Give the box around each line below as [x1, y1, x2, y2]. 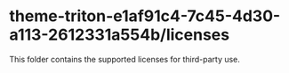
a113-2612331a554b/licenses [9, 25, 229, 45]
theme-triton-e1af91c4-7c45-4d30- [9, 6, 281, 26]
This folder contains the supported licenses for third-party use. [9, 54, 240, 64]
